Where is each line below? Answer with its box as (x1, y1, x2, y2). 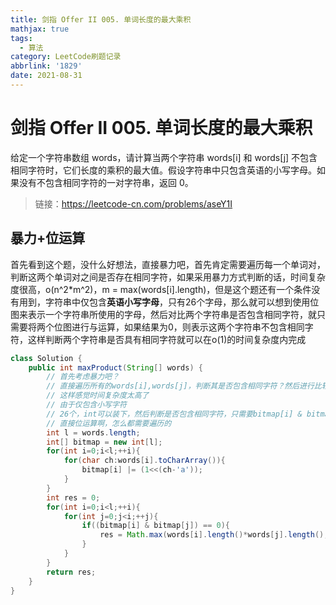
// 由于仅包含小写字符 (46, 400, 127, 410)
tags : (10, 33, 33, 43)
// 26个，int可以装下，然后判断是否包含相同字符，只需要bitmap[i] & (46, 409, 303, 419)
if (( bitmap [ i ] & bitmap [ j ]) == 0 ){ (81, 521, 230, 531)
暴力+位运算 (10, 230, 86, 247)
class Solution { (10, 353, 83, 363)
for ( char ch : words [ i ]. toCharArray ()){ (63, 456, 226, 466)
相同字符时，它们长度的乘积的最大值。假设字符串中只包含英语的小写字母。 (10, 164, 317, 176)
